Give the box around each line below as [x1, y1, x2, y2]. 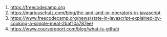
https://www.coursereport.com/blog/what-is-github [10, 26, 119, 32]
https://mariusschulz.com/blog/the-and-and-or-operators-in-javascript [10, 10, 161, 16]
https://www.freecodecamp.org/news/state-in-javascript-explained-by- [10, 15, 162, 21]
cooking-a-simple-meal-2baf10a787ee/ [10, 20, 94, 26]
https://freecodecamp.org [10, 5, 65, 10]
